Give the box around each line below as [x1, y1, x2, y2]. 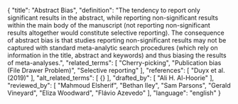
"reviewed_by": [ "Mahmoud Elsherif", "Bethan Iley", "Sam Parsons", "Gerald [7, 81, 231, 89]
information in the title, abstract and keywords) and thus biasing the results [7, 51, 227, 59]
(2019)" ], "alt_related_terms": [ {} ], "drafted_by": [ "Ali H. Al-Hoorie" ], [7, 74, 215, 82]
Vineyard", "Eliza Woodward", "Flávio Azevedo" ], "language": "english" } [7, 88, 222, 97]
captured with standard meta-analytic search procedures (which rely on [7, 44, 218, 52]
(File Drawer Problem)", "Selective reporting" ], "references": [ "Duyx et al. [7, 67, 225, 74]
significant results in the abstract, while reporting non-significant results [7, 13, 219, 22]
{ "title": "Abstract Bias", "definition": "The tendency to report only [7, 6, 200, 14]
